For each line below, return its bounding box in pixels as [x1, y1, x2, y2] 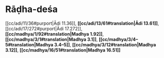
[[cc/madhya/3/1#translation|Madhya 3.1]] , [5, 36, 98, 42]
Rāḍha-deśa [5, 4, 58, 15]
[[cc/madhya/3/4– [98, 36, 138, 42]
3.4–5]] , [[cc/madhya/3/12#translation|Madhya [54, 41, 156, 47]
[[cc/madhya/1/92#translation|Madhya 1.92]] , [5, 31, 104, 37]
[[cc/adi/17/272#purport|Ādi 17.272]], [5, 25, 83, 31]
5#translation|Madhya [5, 41, 54, 47]
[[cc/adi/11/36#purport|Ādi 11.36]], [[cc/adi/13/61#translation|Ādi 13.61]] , [5, 20, 159, 26]
